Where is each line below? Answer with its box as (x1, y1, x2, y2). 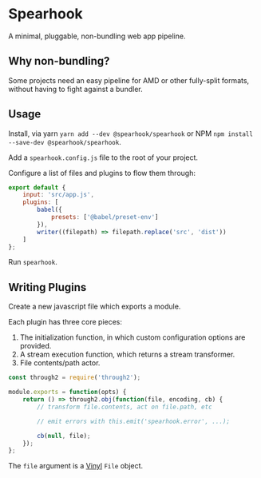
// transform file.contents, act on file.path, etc (37, 403, 213, 411)
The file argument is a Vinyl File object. (8, 461, 144, 471)
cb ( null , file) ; (37, 432, 91, 440)
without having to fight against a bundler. (8, 84, 143, 94)
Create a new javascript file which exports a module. (8, 301, 181, 312)
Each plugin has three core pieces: (8, 317, 122, 327)
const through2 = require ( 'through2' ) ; (8, 373, 141, 382)
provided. (19, 341, 52, 351)
